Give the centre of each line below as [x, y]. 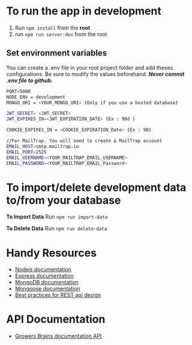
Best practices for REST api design [58, 295]
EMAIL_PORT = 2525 [26, 152]
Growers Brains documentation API [58, 336]
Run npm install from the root [52, 28]
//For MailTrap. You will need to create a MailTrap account [84, 141]
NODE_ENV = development [36, 97]
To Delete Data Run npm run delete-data [57, 228]
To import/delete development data [96, 187]
